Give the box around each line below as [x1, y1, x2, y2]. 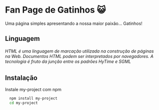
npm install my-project [9, 96, 57, 101]
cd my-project [9, 100, 38, 105]
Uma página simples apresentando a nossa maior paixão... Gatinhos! [5, 20, 142, 26]
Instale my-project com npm [5, 86, 62, 92]
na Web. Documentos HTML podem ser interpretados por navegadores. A [5, 53, 154, 59]
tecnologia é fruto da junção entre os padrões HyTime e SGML [5, 58, 131, 64]
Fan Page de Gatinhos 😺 [5, 4, 106, 16]
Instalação [5, 73, 38, 82]
